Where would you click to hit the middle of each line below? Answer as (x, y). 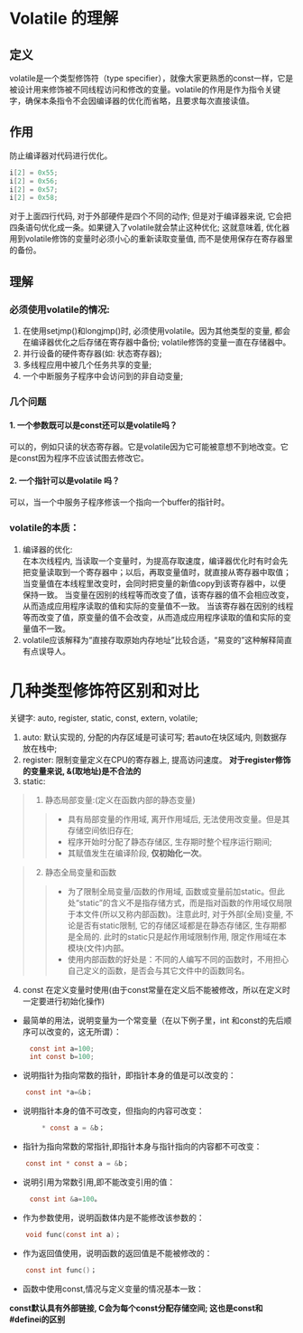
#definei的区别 (37, 1319)
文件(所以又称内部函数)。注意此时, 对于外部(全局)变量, (184, 913)
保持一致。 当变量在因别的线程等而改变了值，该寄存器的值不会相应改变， (158, 594)
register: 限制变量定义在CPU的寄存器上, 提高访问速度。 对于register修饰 (156, 760)
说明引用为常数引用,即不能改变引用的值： (99, 1182)
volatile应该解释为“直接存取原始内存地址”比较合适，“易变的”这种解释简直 (157, 639)
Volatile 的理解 (64, 19)
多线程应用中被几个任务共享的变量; (87, 364)
